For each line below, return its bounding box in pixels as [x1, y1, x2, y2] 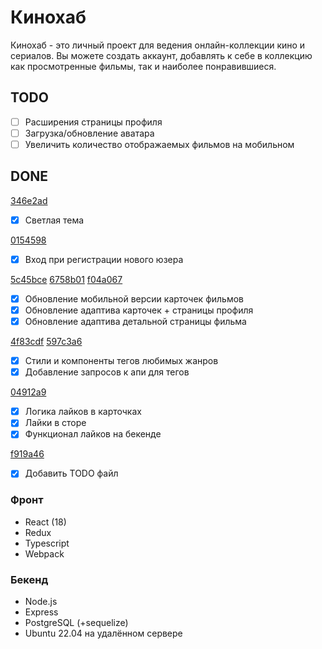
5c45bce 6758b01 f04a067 [10, 273, 123, 285]
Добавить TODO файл [24, 467, 119, 480]
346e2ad [10, 194, 48, 206]
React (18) [24, 516, 67, 528]
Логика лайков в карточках [24, 406, 142, 418]
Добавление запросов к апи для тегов [24, 366, 190, 378]
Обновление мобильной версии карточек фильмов [24, 292, 244, 305]
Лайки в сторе [24, 417, 87, 429]
